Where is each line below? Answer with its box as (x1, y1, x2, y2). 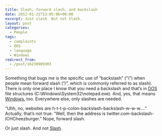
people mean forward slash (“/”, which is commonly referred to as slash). (5, 80, 152, 86)
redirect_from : (5, 57, 36, 62)
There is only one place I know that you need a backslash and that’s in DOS (5, 86, 158, 91)
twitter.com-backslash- (107, 111, 154, 116)
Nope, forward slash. (43, 116, 85, 122)
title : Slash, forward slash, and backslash (5, 7, 98, 12)
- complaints (9, 39, 36, 44)
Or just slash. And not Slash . (5, 125, 62, 131)
